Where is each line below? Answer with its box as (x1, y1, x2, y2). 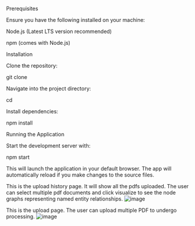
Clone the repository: (6, 62, 58, 69)
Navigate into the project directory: (6, 85, 92, 92)
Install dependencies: (6, 108, 58, 114)
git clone (6, 74, 28, 80)
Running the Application (6, 131, 65, 137)
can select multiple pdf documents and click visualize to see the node (6, 189, 176, 196)
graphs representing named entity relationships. (6, 195, 123, 202)
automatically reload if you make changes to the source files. (6, 171, 155, 178)
